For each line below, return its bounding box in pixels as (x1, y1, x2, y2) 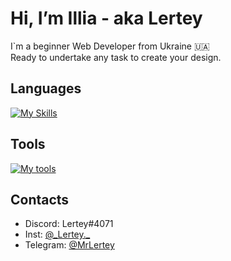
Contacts (10, 191, 70, 208)
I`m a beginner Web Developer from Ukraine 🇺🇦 (10, 40, 210, 52)
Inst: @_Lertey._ (24, 228, 91, 241)
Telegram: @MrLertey (24, 239, 115, 251)
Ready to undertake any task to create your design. (10, 51, 222, 63)
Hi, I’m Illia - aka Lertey (10, 7, 203, 30)
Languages (10, 80, 82, 97)
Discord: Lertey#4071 (24, 218, 114, 230)
